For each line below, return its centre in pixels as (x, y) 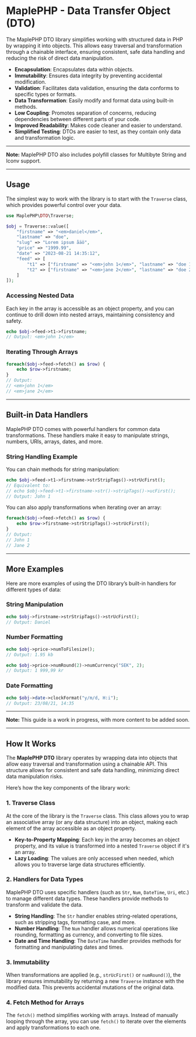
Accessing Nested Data (40, 295)
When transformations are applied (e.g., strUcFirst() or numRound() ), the (93, 975)
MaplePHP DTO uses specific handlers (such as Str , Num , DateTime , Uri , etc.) (98, 892)
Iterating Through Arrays (42, 352)
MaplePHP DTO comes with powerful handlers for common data (83, 429)
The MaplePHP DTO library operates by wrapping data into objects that (92, 758)
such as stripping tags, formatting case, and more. (75, 922)
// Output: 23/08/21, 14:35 (40, 703)
